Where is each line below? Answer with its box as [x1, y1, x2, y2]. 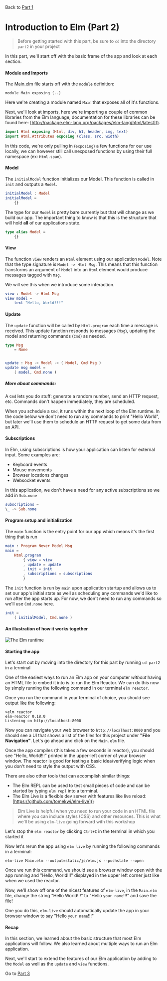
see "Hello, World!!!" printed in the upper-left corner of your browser [5, 753, 146, 759]
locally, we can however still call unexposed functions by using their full [5, 148, 153, 154]
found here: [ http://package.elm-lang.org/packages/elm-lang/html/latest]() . [5, 120, 161, 126]
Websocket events [12, 477, 51, 483]
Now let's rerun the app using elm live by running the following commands [5, 843, 160, 849]
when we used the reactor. [5, 878, 60, 884]
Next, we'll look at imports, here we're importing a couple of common [5, 109, 148, 115]
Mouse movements [12, 467, 52, 473]
